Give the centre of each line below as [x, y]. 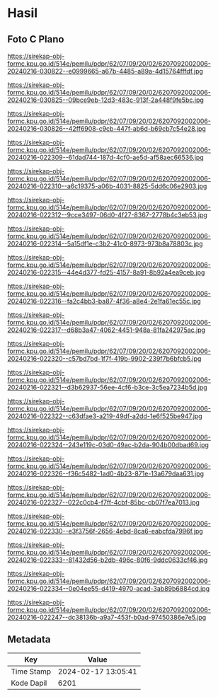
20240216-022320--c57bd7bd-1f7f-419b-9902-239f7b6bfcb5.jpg [104, 358]
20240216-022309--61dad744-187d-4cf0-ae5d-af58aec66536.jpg [105, 157]
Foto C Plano [36, 39]
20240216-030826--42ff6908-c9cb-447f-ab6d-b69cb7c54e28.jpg [107, 128]
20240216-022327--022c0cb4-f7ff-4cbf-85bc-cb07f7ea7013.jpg [104, 502]
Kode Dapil [29, 683]
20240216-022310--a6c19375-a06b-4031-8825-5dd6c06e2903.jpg [107, 186]
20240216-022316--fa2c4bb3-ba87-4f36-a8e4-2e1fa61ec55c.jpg [104, 301]
